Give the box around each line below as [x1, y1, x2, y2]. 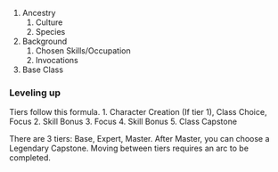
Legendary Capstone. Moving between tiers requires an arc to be [9, 143, 249, 154]
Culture [35, 17, 63, 28]
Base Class [21, 64, 64, 75]
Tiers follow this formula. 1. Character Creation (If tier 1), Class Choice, [9, 107, 267, 118]
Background [21, 36, 68, 46]
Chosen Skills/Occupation [35, 45, 131, 56]
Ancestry [21, 8, 56, 18]
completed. [9, 152, 51, 163]
